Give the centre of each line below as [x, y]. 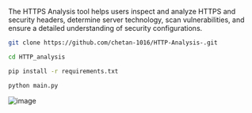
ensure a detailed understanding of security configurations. [105, 28]
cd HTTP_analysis [37, 57]
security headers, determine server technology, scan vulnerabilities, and [126, 20]
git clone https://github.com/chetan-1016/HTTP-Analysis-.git [113, 43]
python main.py [33, 85]
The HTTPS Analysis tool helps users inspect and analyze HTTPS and [122, 11]
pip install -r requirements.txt [63, 71]
